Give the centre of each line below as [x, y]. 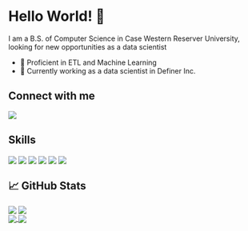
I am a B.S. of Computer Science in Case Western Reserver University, [124, 38]
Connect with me [52, 96]
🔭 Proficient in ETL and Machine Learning [88, 62]
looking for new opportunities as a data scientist [88, 46]
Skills [22, 140]
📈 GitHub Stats [47, 186]
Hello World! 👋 [57, 16]
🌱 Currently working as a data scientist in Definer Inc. [108, 70]
